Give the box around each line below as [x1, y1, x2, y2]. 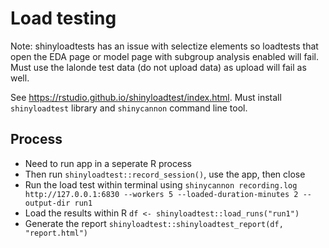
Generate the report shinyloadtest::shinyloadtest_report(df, [24, 217, 284, 229]
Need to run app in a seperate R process [24, 157, 192, 169]
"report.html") [24, 228, 89, 238]
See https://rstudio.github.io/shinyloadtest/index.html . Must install [10, 91, 282, 103]
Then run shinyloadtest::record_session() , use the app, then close [24, 168, 306, 180]
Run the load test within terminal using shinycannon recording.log [24, 178, 298, 191]
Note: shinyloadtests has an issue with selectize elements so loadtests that [10, 40, 319, 52]
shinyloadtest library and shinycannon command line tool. [10, 102, 248, 114]
